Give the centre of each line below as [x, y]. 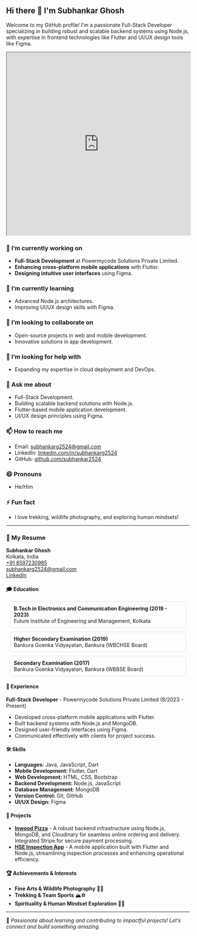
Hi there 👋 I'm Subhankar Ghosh [65, 11]
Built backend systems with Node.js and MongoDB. [76, 723]
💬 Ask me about [29, 384]
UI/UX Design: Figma [40, 802]
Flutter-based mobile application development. [71, 409]
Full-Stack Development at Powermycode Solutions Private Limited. [96, 261]
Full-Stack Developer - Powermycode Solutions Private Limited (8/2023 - [95, 699]
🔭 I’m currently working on [44, 248]
